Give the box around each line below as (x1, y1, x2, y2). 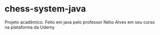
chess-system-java (4, 3, 86, 14)
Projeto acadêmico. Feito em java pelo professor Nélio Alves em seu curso (4, 19, 155, 25)
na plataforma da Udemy (4, 24, 55, 30)
